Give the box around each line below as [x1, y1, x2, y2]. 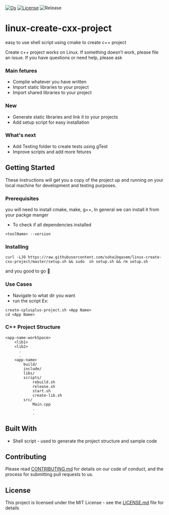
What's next [5, 132, 36, 139]
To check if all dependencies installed [12, 221, 92, 228]
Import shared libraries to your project [12, 89, 92, 96]
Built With [5, 424, 37, 433]
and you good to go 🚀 [5, 268, 51, 274]
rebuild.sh [32, 380, 56, 385]
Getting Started [5, 163, 55, 172]
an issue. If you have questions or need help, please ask [5, 54, 122, 60]
